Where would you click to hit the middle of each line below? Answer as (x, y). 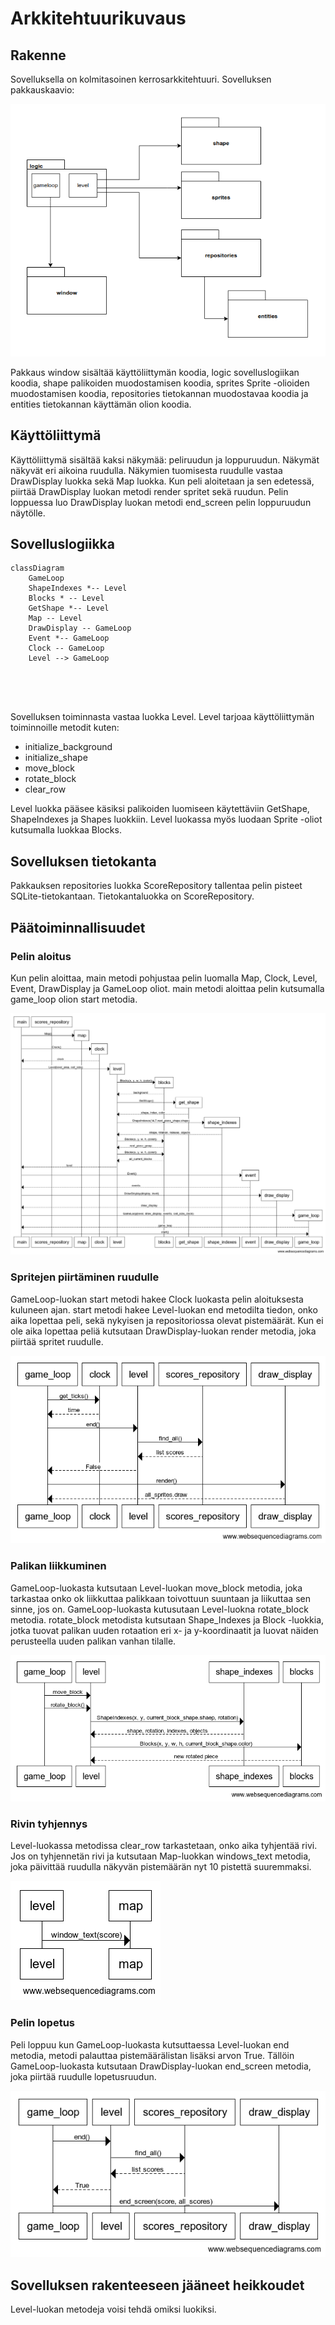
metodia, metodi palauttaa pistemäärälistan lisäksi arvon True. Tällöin (152, 2055)
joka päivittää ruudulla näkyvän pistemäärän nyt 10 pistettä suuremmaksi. (161, 1867)
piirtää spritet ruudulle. (57, 1341)
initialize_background (68, 747)
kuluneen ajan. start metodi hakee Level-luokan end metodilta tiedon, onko (164, 1309)
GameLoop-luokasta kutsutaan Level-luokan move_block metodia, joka (156, 1588)
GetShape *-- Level (69, 608)
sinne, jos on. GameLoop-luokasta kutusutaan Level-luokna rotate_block (159, 1609)
